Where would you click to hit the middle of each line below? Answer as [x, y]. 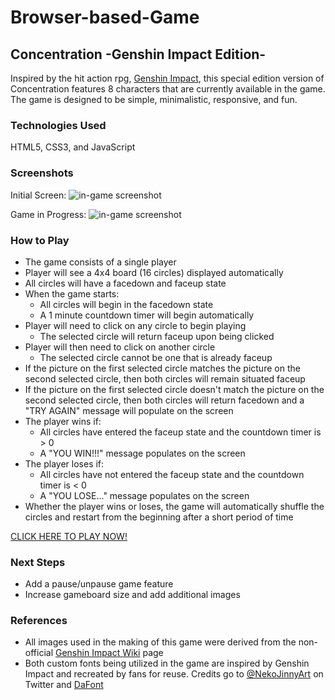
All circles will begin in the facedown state [126, 304]
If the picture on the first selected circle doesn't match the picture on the [174, 389]
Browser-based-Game [105, 17]
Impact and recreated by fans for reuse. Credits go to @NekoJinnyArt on [174, 674]
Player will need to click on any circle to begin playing [135, 325]
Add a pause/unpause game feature [99, 584]
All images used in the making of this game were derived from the [160, 642]
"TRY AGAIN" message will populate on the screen [129, 410]
